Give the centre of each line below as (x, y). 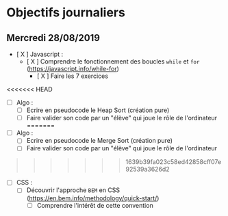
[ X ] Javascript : (39, 54)
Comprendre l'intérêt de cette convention (95, 205)
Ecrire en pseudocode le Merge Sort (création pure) (99, 141)
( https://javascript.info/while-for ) (73, 69)
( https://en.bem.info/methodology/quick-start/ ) (93, 198)
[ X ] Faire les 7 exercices (73, 76)
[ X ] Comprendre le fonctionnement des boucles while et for (113, 62)
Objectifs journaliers (66, 13)
